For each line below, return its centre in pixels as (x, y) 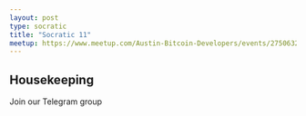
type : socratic (38, 26)
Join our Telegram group (56, 101)
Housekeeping (51, 79)
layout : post (34, 18)
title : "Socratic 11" (51, 34)
